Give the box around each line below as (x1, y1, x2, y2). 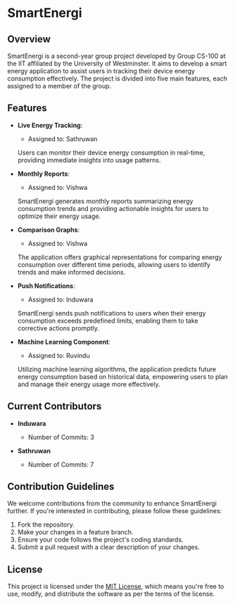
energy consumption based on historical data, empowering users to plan (17, 372, 229, 381)
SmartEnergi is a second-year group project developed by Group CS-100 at (7, 52, 226, 60)
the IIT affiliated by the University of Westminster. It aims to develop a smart (7, 59, 227, 68)
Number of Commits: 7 (27, 460, 94, 469)
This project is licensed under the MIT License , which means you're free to (7, 582, 224, 591)
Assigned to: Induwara (27, 295, 94, 304)
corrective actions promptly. (17, 323, 100, 333)
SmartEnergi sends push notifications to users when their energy (17, 309, 206, 317)
